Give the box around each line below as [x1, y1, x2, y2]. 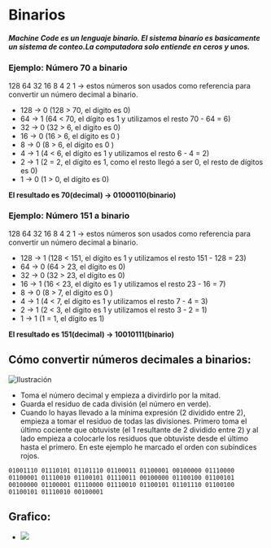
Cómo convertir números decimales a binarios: [8, 353, 251, 367]
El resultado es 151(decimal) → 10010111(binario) [8, 329, 175, 339]
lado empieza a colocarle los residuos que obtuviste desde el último [20, 433, 249, 443]
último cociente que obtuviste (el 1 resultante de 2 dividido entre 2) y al [20, 424, 259, 434]
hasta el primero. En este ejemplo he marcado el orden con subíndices [20, 441, 257, 452]
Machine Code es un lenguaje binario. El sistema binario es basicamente [8, 33, 260, 42]
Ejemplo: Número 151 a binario [8, 210, 130, 221]
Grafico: [8, 510, 51, 524]
